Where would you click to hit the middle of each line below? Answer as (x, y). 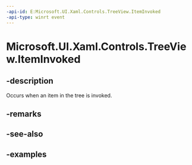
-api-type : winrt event (36, 17)
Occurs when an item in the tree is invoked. (59, 95)
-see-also (25, 134)
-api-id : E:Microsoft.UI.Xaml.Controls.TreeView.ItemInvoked (84, 12)
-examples (26, 154)
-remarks (24, 114)
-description (30, 81)
